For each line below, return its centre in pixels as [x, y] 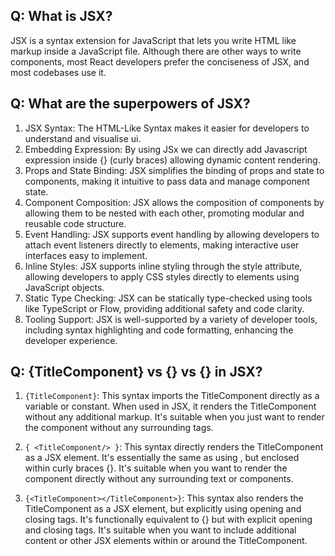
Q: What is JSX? [61, 16]
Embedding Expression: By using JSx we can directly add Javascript [166, 149]
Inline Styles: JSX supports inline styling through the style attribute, [163, 266]
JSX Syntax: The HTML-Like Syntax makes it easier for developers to [167, 128]
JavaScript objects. [64, 287]
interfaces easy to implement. [86, 255]
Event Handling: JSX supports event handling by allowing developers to [172, 234]
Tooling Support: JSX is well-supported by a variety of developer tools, [171, 319]
